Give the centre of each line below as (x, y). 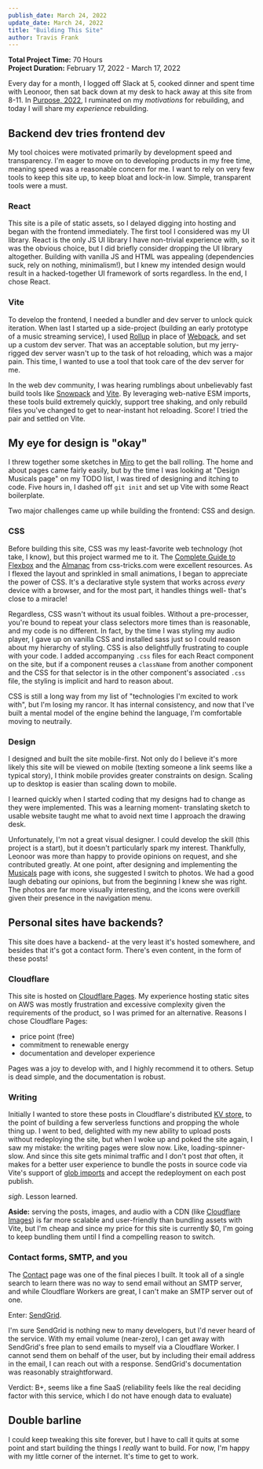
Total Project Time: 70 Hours (56, 60)
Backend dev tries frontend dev (87, 134)
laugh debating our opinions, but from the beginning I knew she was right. (128, 881)
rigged (19, 353)
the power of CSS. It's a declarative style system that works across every (126, 582)
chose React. (29, 282)
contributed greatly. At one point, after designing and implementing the (123, 865)
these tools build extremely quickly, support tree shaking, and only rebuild (128, 402)
